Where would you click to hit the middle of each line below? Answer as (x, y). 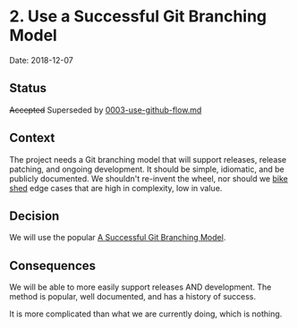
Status (28, 88)
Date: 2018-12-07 (41, 60)
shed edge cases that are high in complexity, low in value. (116, 188)
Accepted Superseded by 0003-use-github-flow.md (106, 110)
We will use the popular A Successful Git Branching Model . (118, 238)
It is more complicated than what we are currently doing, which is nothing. (146, 314)
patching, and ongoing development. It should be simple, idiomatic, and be (147, 169)
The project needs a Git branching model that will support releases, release (148, 159)
